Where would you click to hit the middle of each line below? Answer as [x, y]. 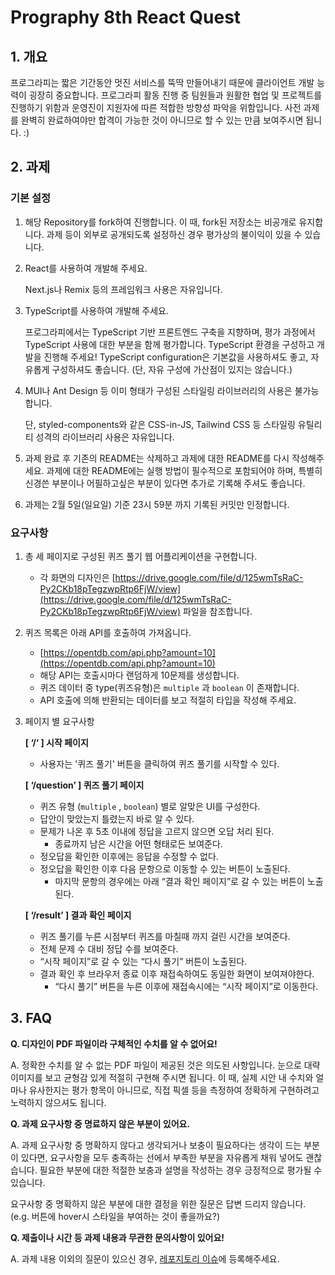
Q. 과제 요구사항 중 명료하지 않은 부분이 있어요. [100, 1123]
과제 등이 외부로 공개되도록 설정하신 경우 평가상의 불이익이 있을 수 [174, 234]
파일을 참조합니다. [217, 611]
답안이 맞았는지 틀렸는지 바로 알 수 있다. [117, 818]
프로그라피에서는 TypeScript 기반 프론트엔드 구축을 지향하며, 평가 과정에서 [170, 332]
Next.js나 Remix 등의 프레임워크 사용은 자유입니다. [123, 289]
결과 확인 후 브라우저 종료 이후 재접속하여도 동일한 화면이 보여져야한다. [177, 973]
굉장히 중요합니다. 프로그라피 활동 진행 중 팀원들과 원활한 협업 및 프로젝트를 [175, 95]
